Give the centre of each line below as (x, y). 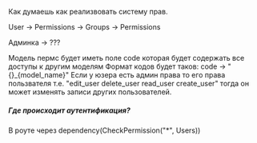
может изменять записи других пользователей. (90, 92)
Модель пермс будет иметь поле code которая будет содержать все (126, 58)
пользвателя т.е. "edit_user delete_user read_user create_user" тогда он (129, 83)
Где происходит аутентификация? (69, 110)
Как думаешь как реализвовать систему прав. (88, 12)
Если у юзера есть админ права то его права (148, 75)
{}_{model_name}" (39, 75)
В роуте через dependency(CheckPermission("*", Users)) (104, 130)
